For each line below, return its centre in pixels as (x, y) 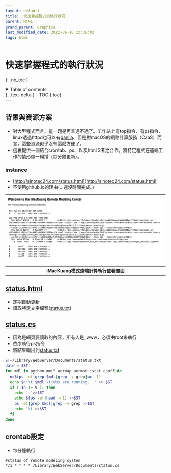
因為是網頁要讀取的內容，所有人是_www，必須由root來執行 (75, 337)
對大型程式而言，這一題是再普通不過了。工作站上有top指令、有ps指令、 (88, 131)
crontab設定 (25, 437)
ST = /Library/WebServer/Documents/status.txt (53, 360)
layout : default (22, 11)
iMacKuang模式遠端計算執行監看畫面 (85, 271)
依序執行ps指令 (28, 344)
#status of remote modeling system (43, 460)
